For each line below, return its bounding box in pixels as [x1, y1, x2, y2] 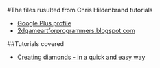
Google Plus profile [16, 19, 72, 27]
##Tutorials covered [7, 40, 64, 47]
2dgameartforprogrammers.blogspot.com [16, 27, 135, 34]
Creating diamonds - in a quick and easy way [16, 53, 146, 61]
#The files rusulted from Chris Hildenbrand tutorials [7, 6, 153, 14]
